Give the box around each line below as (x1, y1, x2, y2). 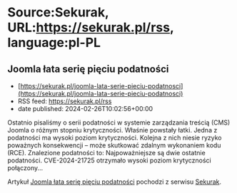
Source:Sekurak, (7, 4, 109, 21)
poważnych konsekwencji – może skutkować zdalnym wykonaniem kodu (7, 141, 221, 150)
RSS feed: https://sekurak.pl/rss (17, 97, 112, 105)
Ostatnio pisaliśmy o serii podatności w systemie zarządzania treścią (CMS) (7, 118, 231, 127)
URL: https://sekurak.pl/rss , (7, 19, 174, 36)
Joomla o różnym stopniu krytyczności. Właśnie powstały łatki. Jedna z (7, 126, 218, 134)
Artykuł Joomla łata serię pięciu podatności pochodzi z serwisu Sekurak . (7, 177, 222, 186)
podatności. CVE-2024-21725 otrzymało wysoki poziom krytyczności (7, 156, 212, 165)
